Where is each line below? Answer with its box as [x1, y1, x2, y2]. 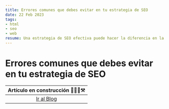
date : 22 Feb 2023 [5, 12, 44, 17]
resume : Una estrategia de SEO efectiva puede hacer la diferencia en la [5, 36, 164, 41]
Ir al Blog [36, 95, 57, 102]
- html [5, 21, 19, 27]
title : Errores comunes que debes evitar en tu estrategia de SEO [5, 7, 148, 13]
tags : [5, 17, 17, 22]
